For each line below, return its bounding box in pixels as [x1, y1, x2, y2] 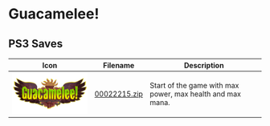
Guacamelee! [8, 5, 100, 23]
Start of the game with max [149, 81, 239, 91]
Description [183, 60, 224, 70]
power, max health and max [149, 89, 241, 99]
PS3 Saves [8, 37, 63, 51]
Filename [103, 60, 135, 70]
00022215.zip [94, 89, 143, 99]
